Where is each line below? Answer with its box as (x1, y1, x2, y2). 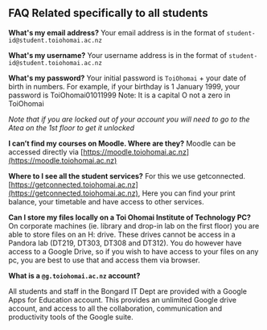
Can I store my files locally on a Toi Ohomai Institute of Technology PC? (8, 212, 252, 222)
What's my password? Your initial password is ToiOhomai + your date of (8, 72, 247, 83)
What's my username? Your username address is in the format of (8, 50, 228, 60)
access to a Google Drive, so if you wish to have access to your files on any (8, 246, 259, 256)
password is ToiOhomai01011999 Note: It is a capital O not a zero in (8, 90, 231, 100)
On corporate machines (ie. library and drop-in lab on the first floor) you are (8, 221, 260, 230)
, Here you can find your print (138, 188, 236, 198)
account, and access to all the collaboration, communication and (8, 303, 223, 313)
